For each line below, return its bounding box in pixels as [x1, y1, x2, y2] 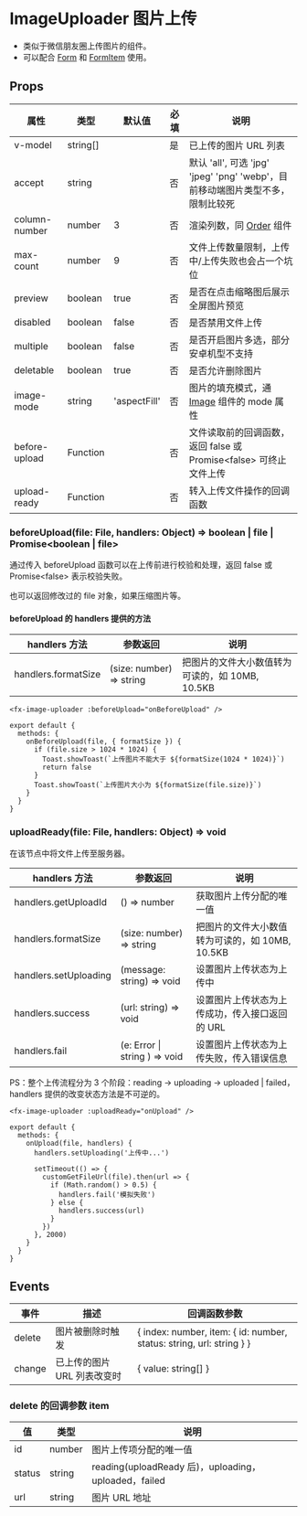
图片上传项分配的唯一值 [90, 1443, 193, 1456]
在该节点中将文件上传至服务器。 [9, 848, 130, 859]
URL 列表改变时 [55, 1370, 122, 1383]
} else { [49, 1198, 84, 1207]
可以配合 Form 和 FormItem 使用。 [22, 51, 153, 62]
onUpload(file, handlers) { [26, 1138, 132, 1148]
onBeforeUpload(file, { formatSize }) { [26, 737, 182, 746]
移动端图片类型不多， [197, 184, 291, 197]
